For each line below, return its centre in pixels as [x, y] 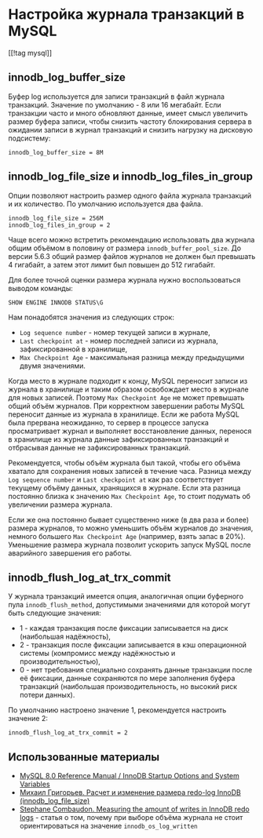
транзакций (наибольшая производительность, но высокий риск [128, 687]
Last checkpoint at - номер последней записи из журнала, [119, 341]
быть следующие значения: [55, 613]
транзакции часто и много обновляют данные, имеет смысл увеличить [128, 113]
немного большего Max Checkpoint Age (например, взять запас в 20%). [127, 536]
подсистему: [29, 138]
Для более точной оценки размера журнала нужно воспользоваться [124, 279]
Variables [35, 784]
